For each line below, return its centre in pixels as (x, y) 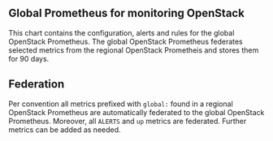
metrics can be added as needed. (65, 130)
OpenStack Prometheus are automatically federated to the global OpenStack (136, 112)
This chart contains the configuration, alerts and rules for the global (121, 32)
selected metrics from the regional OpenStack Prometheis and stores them (134, 50)
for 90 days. (29, 58)
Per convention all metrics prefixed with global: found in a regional (121, 104)
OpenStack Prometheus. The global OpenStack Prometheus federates (126, 41)
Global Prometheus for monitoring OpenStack (127, 13)
